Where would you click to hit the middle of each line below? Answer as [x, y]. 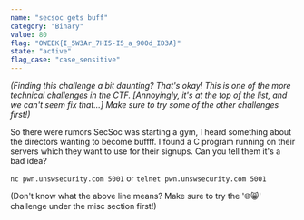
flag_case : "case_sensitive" [65, 60]
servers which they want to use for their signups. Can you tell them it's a [146, 151]
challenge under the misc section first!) [83, 206]
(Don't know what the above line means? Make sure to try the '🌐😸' [136, 196]
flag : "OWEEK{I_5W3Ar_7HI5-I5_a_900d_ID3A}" [96, 43]
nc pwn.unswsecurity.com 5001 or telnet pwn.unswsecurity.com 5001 [138, 178]
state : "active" [41, 52]
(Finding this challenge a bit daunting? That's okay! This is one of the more [151, 86]
